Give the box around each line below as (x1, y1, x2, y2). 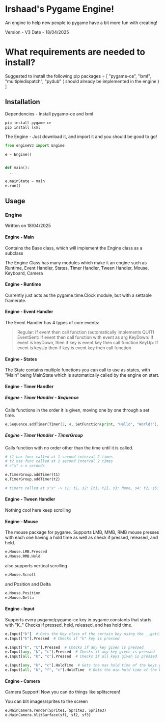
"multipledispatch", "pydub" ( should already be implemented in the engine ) (5, 78, 160, 84)
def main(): (5, 166, 29, 170)
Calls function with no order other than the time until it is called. (5, 444, 134, 450)
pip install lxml (5, 125, 41, 130)
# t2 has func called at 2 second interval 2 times (5, 459, 113, 464)
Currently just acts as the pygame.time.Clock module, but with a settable (5, 292, 152, 298)
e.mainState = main (5, 178, 45, 184)
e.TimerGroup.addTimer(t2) (5, 477, 60, 482)
